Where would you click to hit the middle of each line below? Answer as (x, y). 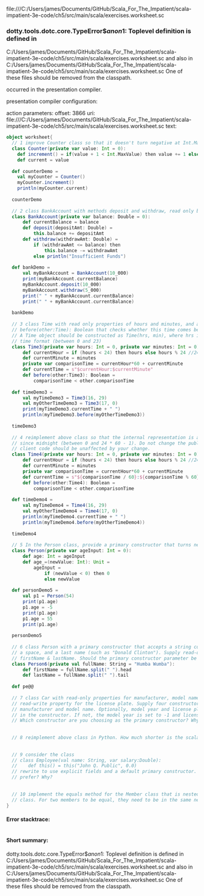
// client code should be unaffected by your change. (81, 449)
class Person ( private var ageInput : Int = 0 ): (72, 551)
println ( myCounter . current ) (53, 188)
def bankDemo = (31, 267)
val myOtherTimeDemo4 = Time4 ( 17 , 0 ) (70, 511)
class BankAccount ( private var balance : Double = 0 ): (81, 217)
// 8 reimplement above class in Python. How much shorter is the (97, 738)
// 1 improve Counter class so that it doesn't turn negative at (96, 143)
